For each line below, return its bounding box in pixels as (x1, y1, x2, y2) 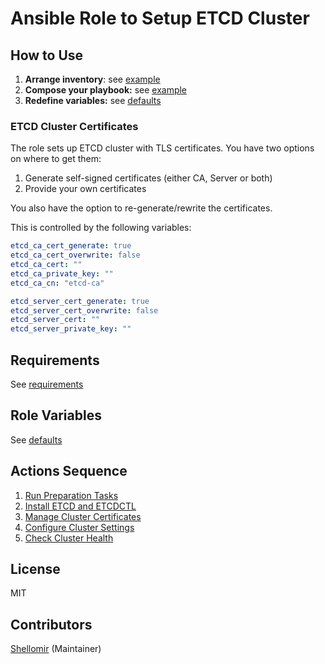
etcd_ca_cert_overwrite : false (10, 250, 141, 261)
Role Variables (10, 407, 102, 424)
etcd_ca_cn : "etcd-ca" (10, 278, 105, 288)
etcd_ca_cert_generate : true (10, 241, 132, 251)
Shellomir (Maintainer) (10, 643, 102, 655)
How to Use (10, 47, 84, 64)
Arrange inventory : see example (24, 73, 161, 85)
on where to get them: (10, 153, 102, 165)
